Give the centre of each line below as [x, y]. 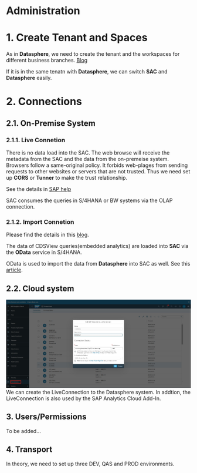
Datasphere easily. [29, 78]
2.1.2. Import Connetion [40, 222]
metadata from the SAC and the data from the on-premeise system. [87, 159]
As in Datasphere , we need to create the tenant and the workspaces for [93, 54]
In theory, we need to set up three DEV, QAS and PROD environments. [90, 464]
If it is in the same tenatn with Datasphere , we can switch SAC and [87, 72]
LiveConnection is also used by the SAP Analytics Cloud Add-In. [84, 398]
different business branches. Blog [47, 61]
